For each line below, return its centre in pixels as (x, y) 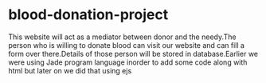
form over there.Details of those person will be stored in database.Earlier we (133, 53)
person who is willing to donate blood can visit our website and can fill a (127, 45)
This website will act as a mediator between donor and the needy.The (122, 37)
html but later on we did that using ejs (70, 70)
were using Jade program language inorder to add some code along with (128, 62)
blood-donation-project (88, 15)
